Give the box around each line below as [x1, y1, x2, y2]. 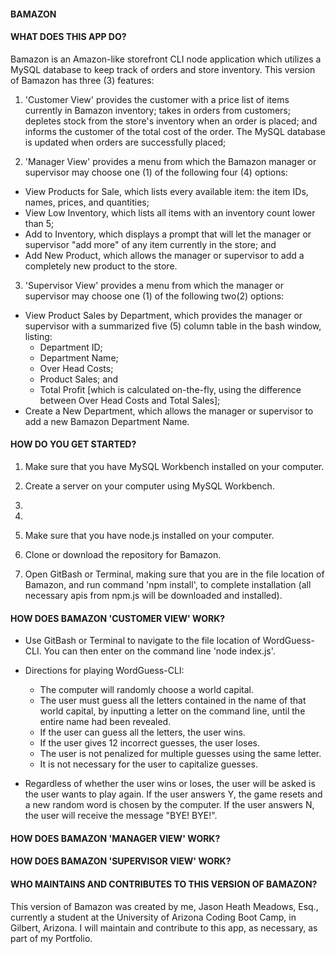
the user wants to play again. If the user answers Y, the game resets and [24, 788, 323, 800]
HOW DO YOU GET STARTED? [10, 438, 137, 450]
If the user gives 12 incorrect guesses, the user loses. [39, 737, 261, 749]
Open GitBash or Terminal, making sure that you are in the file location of [24, 568, 325, 580]
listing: [24, 330, 53, 342]
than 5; [24, 217, 55, 229]
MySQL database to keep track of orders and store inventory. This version [10, 63, 316, 75]
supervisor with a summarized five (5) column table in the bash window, [24, 320, 322, 332]
